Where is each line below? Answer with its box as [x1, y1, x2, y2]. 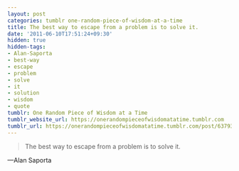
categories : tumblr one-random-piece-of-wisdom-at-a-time [7, 17, 183, 24]
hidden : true [7, 37, 46, 44]
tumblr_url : [7, 122, 43, 130]
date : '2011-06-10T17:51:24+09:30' [7, 30, 113, 38]
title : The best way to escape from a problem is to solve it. [7, 23, 199, 31]
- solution [7, 89, 40, 96]
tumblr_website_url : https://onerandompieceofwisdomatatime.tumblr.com [7, 116, 224, 123]
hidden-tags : [7, 43, 46, 50]
